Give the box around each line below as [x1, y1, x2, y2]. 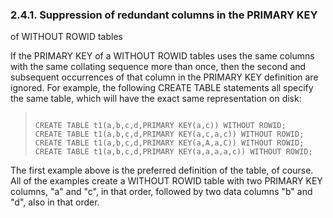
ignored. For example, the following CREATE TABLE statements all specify [10, 82, 314, 94]
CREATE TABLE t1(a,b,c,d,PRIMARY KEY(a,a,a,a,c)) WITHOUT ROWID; [34, 147, 313, 157]
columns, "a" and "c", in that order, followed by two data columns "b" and [10, 186, 313, 198]
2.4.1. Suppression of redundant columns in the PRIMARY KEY [10, 8, 318, 22]
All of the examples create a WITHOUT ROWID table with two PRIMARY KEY [10, 175, 323, 187]
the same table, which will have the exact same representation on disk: [10, 93, 302, 105]
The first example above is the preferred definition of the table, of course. [10, 164, 314, 177]
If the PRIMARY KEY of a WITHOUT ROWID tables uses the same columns [10, 50, 315, 62]
